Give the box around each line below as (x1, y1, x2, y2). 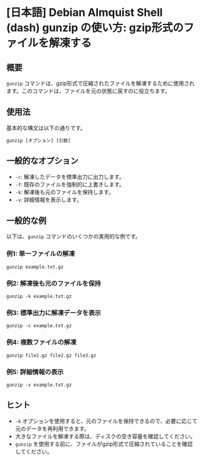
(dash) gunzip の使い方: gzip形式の (6, 21, 184, 35)
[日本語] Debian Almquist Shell (6, 5, 163, 20)
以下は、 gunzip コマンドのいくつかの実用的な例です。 (6, 233, 141, 240)
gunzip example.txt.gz (6, 264, 64, 270)
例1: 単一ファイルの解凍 (6, 250, 75, 258)
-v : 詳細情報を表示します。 (15, 196, 82, 203)
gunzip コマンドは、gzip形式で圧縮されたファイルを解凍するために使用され (6, 80, 195, 87)
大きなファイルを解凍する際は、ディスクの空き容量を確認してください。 (15, 432, 196, 440)
